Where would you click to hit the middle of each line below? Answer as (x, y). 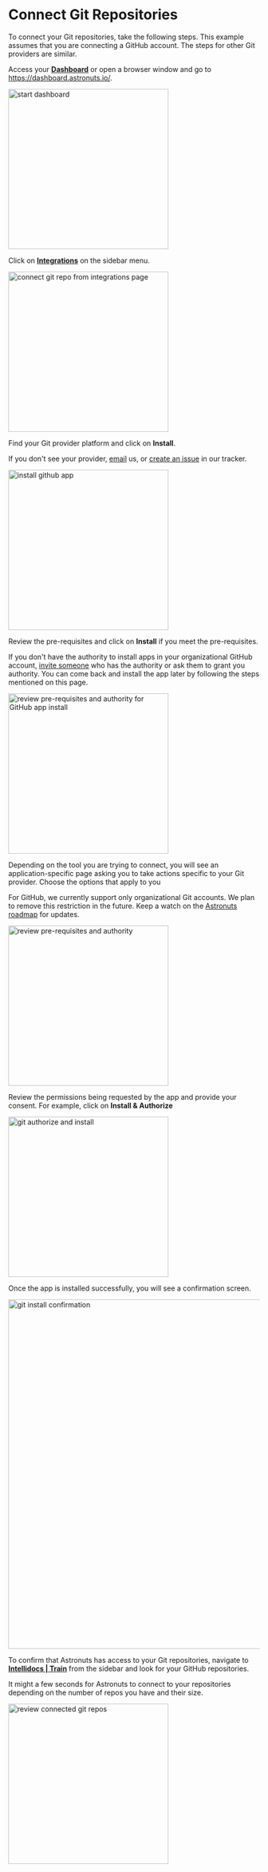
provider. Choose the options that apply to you (85, 882)
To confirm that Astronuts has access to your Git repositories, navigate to (128, 1660)
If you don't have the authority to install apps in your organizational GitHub (130, 656)
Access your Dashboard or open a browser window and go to (110, 69)
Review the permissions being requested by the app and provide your (122, 1097)
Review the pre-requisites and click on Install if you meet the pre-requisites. (133, 641)
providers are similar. (43, 54)
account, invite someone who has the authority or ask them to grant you (127, 665)
